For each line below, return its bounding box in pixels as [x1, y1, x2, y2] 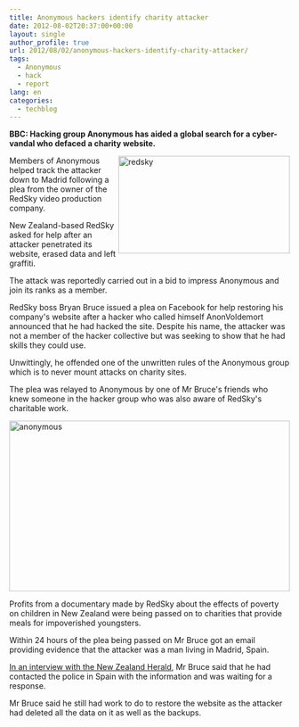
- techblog [17, 104, 58, 113]
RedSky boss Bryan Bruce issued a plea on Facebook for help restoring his [9, 302, 284, 313]
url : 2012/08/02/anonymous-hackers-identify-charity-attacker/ [9, 46, 249, 55]
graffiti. [9, 258, 36, 268]
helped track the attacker [9, 165, 102, 176]
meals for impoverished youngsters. [9, 617, 141, 629]
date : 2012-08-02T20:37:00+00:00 [9, 21, 133, 30]
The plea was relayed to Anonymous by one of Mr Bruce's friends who [9, 384, 269, 395]
